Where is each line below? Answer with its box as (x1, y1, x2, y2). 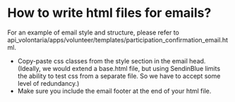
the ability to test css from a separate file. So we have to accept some (17, 72, 221, 80)
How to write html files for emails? (7, 5, 212, 21)
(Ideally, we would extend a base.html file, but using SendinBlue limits (17, 64, 221, 72)
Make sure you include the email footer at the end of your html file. (17, 87, 212, 95)
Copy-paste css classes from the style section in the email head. (17, 56, 206, 65)
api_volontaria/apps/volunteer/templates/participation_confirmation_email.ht (7, 35, 228, 44)
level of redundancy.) (17, 79, 80, 87)
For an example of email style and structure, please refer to (7, 28, 180, 37)
